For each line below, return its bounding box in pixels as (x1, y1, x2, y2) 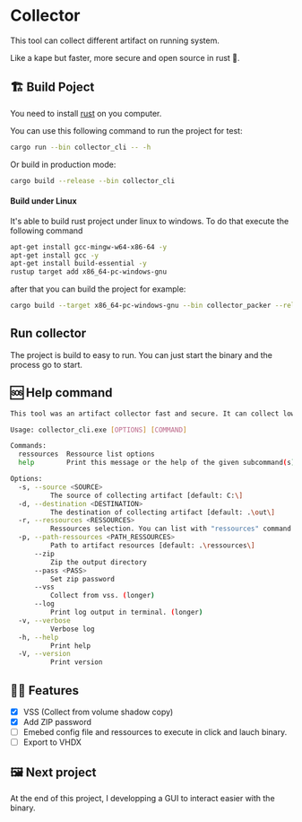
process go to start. (10, 359, 83, 370)
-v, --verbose (18, 616, 71, 625)
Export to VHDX (22, 737, 82, 748)
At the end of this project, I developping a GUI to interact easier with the (10, 793, 276, 804)
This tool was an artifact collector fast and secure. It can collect (10, 409, 280, 418)
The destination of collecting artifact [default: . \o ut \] (49, 508, 276, 517)
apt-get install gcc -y (10, 250, 99, 260)
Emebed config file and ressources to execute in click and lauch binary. (22, 727, 288, 738)
